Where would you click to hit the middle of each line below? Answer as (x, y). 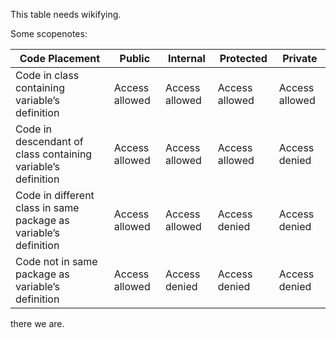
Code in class (47, 75)
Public (135, 58)
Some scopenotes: (49, 33)
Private (300, 58)
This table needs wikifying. (66, 14)
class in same (47, 207)
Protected (243, 58)
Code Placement (60, 58)
